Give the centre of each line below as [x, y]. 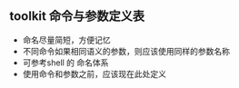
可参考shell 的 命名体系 [65, 63]
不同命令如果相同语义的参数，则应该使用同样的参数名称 [126, 51]
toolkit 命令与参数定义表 [77, 16]
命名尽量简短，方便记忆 [66, 40]
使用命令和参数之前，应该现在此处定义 [94, 73]
